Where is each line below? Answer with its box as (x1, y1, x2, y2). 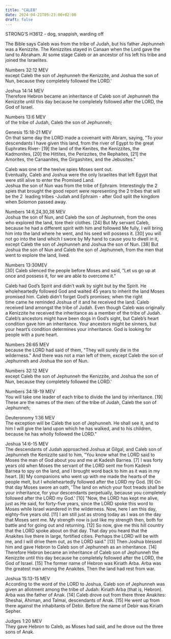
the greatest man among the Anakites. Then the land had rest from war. (5, 565, 156, 572)
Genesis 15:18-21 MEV (5, 129, 52, 135)
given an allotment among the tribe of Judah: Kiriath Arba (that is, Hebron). (5, 586, 163, 593)
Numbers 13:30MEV (5, 262, 47, 268)
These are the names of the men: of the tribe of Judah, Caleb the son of (5, 399, 157, 406)
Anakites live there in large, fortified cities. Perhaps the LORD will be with (5, 533, 159, 539)
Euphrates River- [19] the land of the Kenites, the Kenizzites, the (5, 146, 139, 152)
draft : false (5, 17, 33, 22)
